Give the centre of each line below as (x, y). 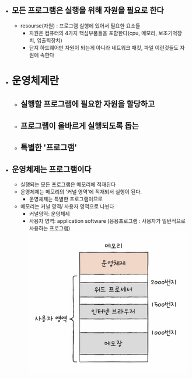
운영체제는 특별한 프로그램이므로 (66, 199)
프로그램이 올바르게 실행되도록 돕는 (79, 125)
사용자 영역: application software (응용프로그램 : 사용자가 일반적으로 (107, 220)
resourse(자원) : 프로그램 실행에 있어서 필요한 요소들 (80, 26)
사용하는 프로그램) (50, 228)
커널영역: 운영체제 (49, 213)
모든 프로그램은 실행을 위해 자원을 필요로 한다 (88, 11)
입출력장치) (50, 40)
